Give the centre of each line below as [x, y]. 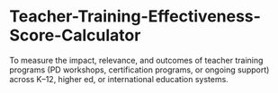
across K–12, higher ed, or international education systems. [119, 79]
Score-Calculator [75, 35]
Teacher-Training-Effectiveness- [135, 17]
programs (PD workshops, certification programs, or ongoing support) [139, 70]
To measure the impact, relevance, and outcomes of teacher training [136, 60]
